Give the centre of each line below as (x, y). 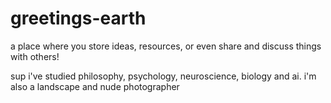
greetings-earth (78, 18)
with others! (35, 56)
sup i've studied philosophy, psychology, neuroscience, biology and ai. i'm (163, 76)
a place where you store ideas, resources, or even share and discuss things (166, 46)
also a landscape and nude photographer (95, 86)
